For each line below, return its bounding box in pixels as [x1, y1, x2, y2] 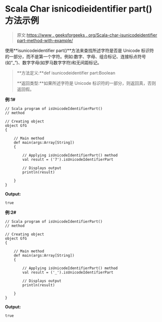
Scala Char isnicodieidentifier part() [5, 3, 152, 15]
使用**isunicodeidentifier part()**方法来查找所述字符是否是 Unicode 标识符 [5, 47, 154, 53]
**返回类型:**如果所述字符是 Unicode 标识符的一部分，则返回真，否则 [16, 80, 156, 86]
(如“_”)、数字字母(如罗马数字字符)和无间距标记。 [5, 60, 102, 65]
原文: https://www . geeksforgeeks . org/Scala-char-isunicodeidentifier [16, 32, 157, 38]
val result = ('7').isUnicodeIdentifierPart [22, 157, 114, 162]
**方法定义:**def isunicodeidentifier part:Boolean [16, 70, 116, 76]
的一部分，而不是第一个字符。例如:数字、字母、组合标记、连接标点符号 [5, 53, 147, 59]
